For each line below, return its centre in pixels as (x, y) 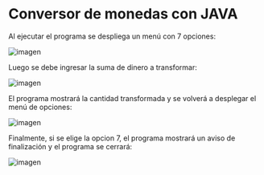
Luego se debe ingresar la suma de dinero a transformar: (103, 67)
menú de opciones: (40, 107)
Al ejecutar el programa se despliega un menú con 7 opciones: (112, 36)
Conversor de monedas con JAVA (123, 14)
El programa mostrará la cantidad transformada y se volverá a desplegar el (132, 98)
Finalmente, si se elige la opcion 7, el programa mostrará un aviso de (122, 138)
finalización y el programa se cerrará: (70, 146)
